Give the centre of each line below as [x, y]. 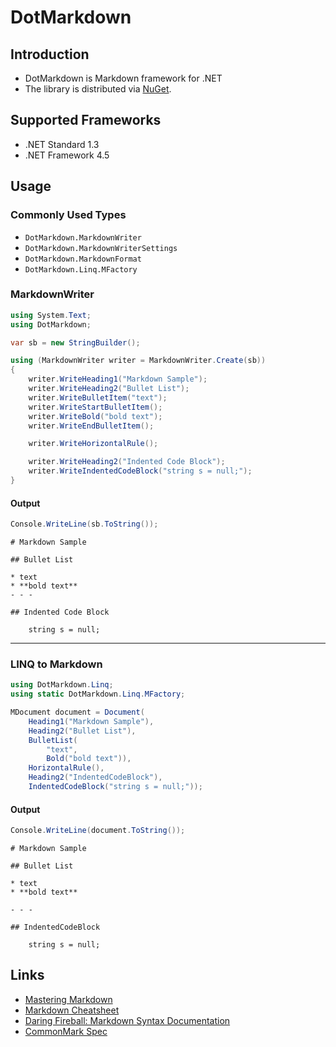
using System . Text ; [51, 315]
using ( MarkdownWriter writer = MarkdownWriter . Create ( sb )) [138, 361]
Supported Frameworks [86, 120]
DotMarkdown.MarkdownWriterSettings [101, 248]
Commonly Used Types [68, 215]
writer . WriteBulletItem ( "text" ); [98, 397]
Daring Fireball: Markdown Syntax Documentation [127, 1020]
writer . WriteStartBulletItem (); [95, 407]
